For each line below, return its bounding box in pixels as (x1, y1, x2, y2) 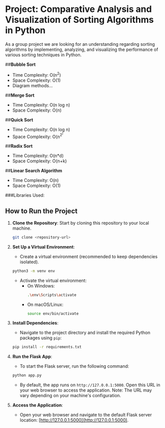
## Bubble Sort (5, 61, 36, 67)
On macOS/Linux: (27, 301, 64, 307)
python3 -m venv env (12, 268, 55, 274)
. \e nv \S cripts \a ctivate (27, 292, 77, 297)
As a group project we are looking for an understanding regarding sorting (5, 41, 155, 47)
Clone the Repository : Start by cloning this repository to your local (12, 220, 149, 226)
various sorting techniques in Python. (5, 51, 82, 58)
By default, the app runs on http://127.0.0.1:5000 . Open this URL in (19, 382, 161, 388)
